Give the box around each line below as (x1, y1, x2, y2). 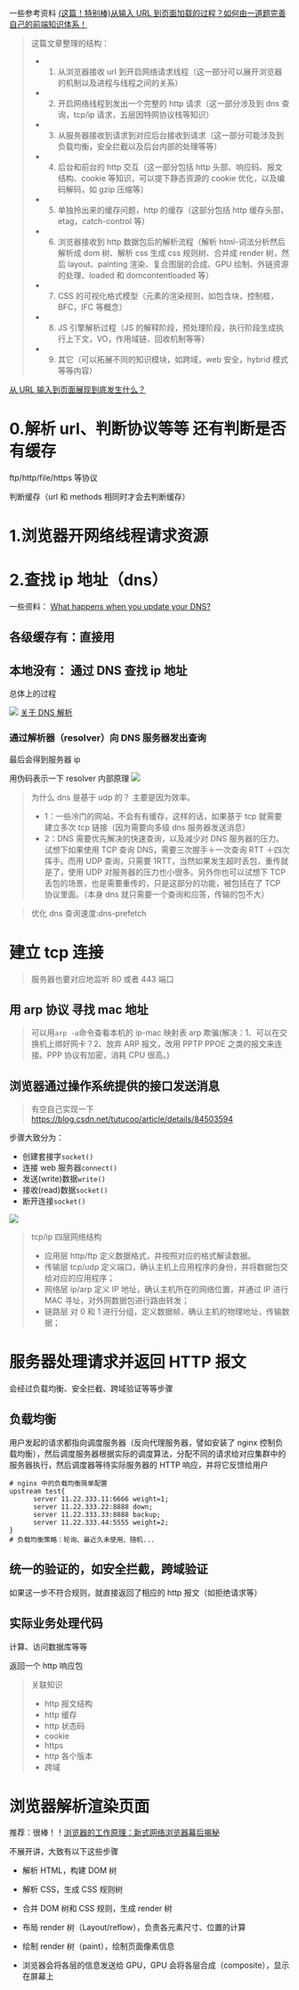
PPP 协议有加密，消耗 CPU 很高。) (46, 1049, 171, 1060)
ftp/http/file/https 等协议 (9, 472, 98, 483)
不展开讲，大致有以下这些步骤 (9, 1846, 118, 1857)
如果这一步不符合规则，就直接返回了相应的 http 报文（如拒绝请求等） (9, 1587, 263, 1597)
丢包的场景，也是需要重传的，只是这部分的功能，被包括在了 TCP (44, 877, 281, 888)
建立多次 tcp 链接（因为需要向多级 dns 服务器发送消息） (44, 822, 251, 833)
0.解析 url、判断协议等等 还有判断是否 (9, 419, 287, 439)
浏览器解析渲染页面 (9, 1796, 150, 1816)
